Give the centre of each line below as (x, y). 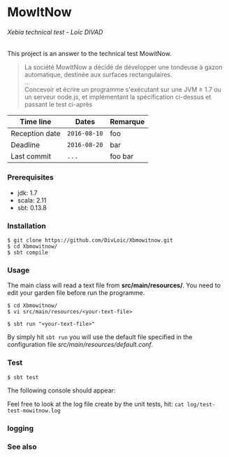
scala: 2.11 (32, 200)
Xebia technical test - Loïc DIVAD (55, 32)
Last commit (31, 156)
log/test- (201, 404)
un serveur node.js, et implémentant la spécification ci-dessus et (118, 97)
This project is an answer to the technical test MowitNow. (90, 54)
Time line (36, 122)
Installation (27, 226)
